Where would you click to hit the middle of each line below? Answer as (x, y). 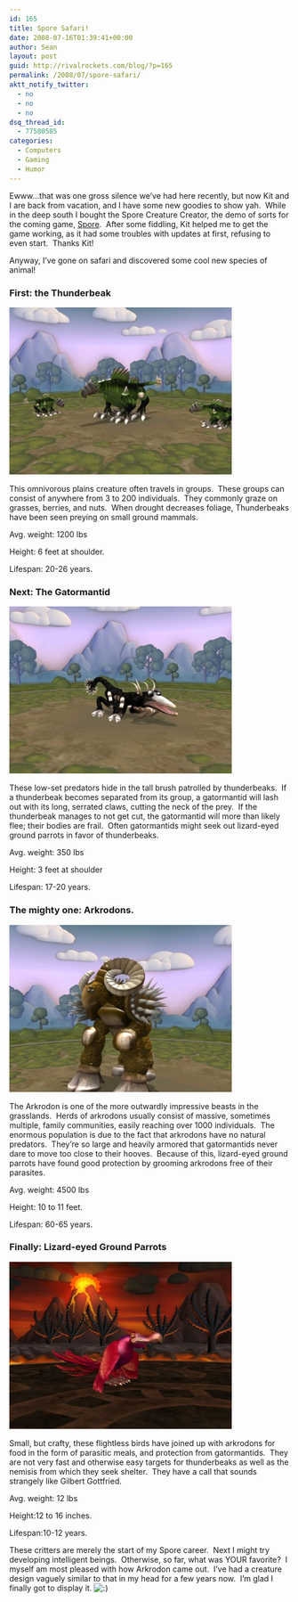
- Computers (40, 151)
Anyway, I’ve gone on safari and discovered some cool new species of (138, 260)
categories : (31, 141)
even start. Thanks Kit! (52, 243)
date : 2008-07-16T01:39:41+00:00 (71, 37)
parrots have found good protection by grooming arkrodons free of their (141, 1163)
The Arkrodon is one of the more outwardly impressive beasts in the (134, 1106)
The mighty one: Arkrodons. (72, 911)
